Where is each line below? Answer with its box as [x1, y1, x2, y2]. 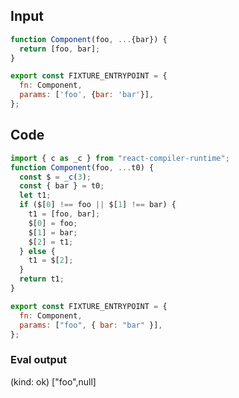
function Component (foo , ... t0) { [10, 162, 155, 173]
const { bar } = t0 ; [19, 181, 105, 191]
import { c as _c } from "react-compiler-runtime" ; [10, 153, 230, 163]
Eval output [10, 353, 68, 367]
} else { [19, 246, 56, 256]
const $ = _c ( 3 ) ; [19, 172, 92, 182]
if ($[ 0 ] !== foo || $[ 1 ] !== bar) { [19, 200, 177, 210]
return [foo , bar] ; [19, 44, 101, 54]
